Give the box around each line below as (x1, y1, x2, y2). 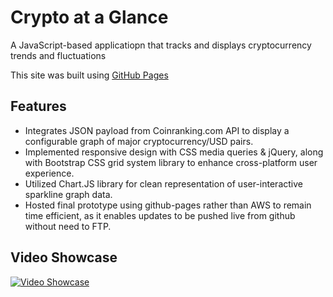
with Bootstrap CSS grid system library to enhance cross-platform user (24, 156, 318, 168)
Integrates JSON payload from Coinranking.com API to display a (24, 124, 290, 136)
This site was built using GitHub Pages (10, 69, 169, 81)
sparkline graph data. (24, 188, 113, 200)
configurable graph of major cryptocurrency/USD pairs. (24, 135, 254, 147)
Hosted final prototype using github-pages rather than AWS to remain (24, 199, 312, 211)
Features (10, 98, 67, 115)
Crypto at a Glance (10, 6, 169, 29)
